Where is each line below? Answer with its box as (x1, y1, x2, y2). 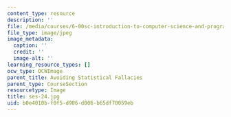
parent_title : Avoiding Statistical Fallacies (7, 74, 143, 81)
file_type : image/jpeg (7, 29, 72, 36)
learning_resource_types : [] (7, 61, 91, 68)
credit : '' (13, 49, 45, 56)
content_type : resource (7, 10, 76, 17)
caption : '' (13, 42, 48, 49)
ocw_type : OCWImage (7, 67, 63, 74)
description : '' (7, 17, 54, 23)
